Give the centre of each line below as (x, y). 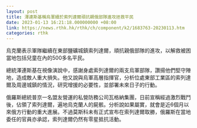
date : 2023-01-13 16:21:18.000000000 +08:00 (61, 22)
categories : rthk (27, 33)
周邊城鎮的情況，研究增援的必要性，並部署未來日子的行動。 (88, 85)
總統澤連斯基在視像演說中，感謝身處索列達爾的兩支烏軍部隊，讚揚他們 (91, 70)
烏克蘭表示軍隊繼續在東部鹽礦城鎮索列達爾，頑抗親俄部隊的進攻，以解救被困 (98, 51)
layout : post (22, 11)
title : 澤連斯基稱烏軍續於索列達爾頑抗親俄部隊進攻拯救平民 (70, 17)
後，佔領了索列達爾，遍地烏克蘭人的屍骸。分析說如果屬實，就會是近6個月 (95, 105)
